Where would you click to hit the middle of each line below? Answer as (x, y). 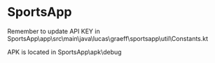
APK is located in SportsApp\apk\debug (64, 52)
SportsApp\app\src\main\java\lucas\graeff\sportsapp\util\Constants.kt (108, 38)
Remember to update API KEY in (54, 31)
